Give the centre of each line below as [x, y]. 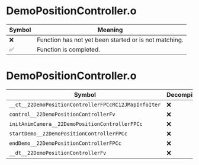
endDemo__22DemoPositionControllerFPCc [65, 143]
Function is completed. [68, 49]
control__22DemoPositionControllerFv [62, 114]
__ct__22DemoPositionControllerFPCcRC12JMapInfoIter [85, 104]
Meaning [110, 30]
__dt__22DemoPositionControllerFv [58, 153]
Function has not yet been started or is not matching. [110, 40]
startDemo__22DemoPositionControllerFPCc [68, 134]
